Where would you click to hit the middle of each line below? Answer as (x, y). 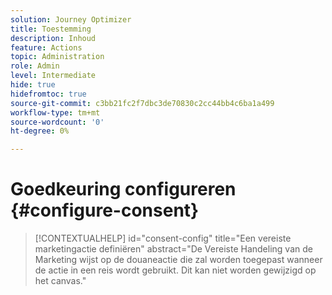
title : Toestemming (51, 29)
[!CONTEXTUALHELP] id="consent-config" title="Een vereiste (163, 238)
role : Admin (35, 66)
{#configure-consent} (105, 210)
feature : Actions (46, 47)
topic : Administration (57, 57)
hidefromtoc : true (48, 94)
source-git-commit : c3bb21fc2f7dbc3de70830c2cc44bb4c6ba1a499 (142, 103)
